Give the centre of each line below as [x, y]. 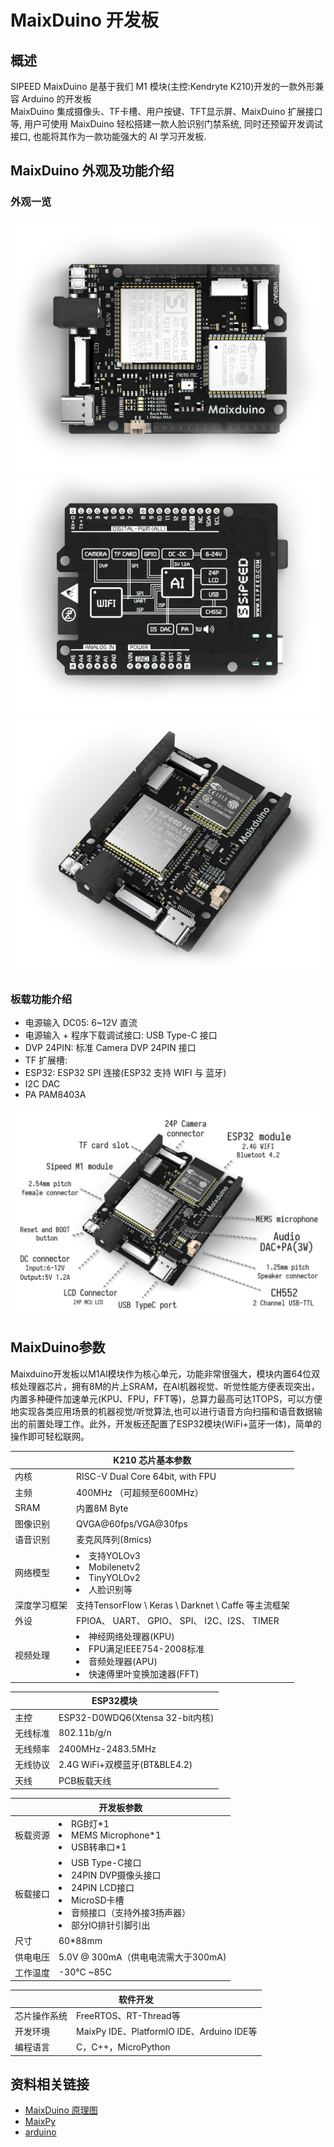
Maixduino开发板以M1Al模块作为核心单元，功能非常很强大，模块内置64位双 [165, 1373]
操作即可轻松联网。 [50, 1436]
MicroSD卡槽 [98, 1900]
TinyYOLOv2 [114, 1577]
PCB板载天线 [85, 1780]
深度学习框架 [41, 1605]
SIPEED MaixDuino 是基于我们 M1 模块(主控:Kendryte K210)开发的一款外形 [163, 86]
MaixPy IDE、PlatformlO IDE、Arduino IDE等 [167, 2031]
